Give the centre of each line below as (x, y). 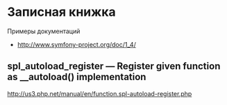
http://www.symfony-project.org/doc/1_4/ (77, 44)
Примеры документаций (44, 31)
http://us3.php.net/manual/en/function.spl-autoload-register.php (100, 93)
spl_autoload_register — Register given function (114, 66)
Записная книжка (61, 12)
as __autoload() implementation (77, 77)
